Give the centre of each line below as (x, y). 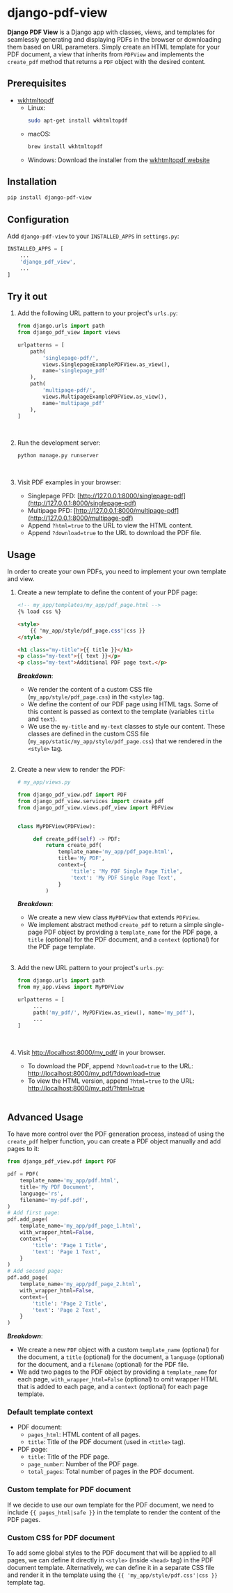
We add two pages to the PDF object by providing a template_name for (117, 1372)
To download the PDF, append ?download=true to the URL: (110, 1065)
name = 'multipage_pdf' (74, 403)
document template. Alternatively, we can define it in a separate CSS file (111, 1568)
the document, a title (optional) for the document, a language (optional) (121, 1357)
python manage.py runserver (58, 456)
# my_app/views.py (44, 782)
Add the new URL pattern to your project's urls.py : (90, 968)
